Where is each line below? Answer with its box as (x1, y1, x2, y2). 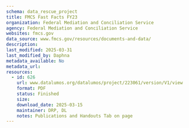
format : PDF (16, 86, 46, 91)
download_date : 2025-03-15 (16, 101, 83, 108)
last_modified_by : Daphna (6, 52, 69, 58)
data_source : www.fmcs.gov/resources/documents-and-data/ (6, 36, 151, 42)
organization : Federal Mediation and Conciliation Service (6, 19, 154, 25)
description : (6, 42, 38, 48)
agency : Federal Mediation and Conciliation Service (6, 25, 138, 31)
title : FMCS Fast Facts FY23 (6, 14, 78, 20)
